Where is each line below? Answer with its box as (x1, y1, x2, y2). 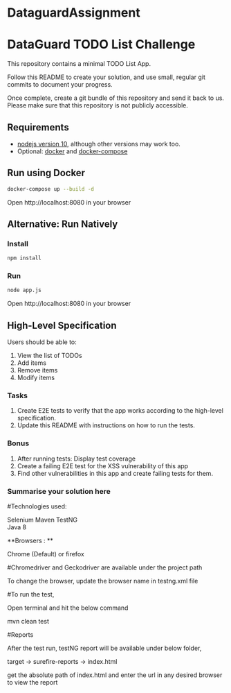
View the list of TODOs (17, 352, 82, 360)
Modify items (17, 373, 55, 382)
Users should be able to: (7, 338, 77, 346)
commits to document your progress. (7, 80, 113, 89)
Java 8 (7, 523, 26, 531)
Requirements (7, 121, 69, 133)
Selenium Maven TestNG (7, 515, 78, 524)
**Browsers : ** (7, 536, 54, 545)
